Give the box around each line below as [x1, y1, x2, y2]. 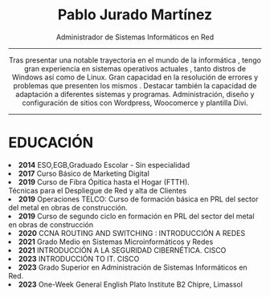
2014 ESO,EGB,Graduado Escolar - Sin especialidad [18, 160, 190, 169]
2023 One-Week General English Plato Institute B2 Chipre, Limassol [18, 279, 243, 289]
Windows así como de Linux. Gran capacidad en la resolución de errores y [11, 72, 259, 82]
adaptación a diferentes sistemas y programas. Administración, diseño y [15, 89, 255, 99]
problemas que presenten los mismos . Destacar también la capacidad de [13, 80, 257, 90]
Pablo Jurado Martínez [57, 6, 213, 24]
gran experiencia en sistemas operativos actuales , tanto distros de [23, 63, 247, 73]
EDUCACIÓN [8, 134, 94, 152]
